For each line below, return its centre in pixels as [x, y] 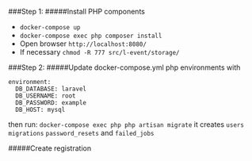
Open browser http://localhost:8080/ [83, 44]
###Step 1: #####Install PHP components [76, 11]
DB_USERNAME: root [46, 96]
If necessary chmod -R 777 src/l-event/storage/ [99, 52]
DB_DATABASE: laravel [51, 89]
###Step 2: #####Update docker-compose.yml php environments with [124, 67]
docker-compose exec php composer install [91, 36]
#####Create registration [50, 148]
